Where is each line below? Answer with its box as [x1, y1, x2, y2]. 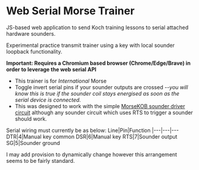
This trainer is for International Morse [14, 77, 107, 84]
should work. [14, 115, 47, 122]
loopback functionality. [6, 48, 63, 55]
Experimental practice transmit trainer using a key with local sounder [6, 42, 175, 49]
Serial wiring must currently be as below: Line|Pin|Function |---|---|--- [6, 127, 179, 134]
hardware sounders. [6, 30, 55, 37]
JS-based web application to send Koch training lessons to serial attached [6, 24, 189, 31]
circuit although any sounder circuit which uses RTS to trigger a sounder [14, 109, 194, 116]
